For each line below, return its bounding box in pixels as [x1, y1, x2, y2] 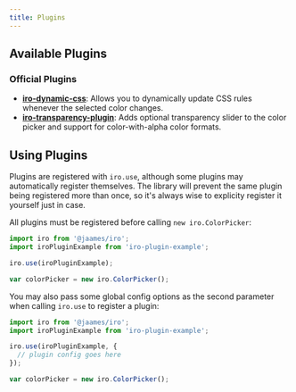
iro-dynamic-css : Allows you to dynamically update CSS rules [21, 93, 252, 104]
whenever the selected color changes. [21, 103, 163, 113]
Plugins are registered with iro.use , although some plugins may [9, 171, 243, 182]
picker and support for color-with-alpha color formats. [21, 121, 222, 132]
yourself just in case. [9, 200, 86, 211]
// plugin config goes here [17, 350, 122, 360]
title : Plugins [9, 13, 66, 22]
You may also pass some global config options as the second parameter [9, 291, 275, 302]
